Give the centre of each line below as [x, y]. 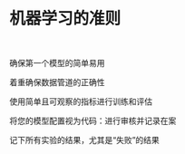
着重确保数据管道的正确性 [57, 82]
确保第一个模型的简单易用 [57, 63]
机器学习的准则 [65, 19]
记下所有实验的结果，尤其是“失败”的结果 [85, 140]
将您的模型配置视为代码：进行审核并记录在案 [93, 120]
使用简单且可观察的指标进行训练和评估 [81, 101]
